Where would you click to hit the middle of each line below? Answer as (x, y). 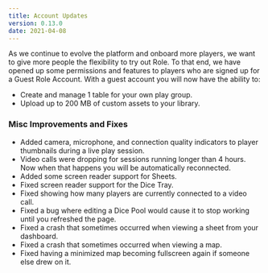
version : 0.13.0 (35, 23)
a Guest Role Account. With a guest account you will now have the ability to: (134, 79)
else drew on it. (45, 262)
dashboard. (39, 236)
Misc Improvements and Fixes (68, 124)
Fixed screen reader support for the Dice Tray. (97, 184)
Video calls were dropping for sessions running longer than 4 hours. (133, 159)
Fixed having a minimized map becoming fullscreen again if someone (135, 253)
